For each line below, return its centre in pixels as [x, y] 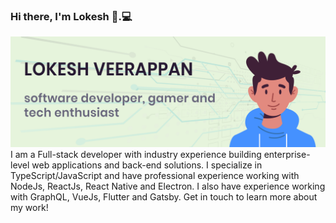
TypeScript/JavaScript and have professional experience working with [155, 176]
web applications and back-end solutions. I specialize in [147, 165]
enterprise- [287, 155]
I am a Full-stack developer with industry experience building [136, 155]
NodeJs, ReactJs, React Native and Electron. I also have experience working [168, 186]
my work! [29, 208]
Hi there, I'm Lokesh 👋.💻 [71, 16]
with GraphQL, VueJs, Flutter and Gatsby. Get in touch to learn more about [164, 197]
